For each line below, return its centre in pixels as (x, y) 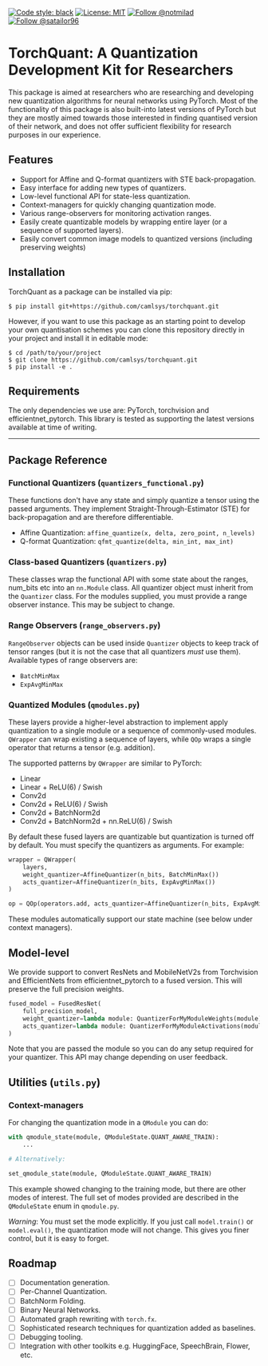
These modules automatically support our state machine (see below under (130, 919)
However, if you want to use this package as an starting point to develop (127, 321)
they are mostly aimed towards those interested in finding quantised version (133, 118)
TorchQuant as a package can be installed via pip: (91, 291)
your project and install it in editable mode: (79, 338)
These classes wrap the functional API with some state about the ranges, (128, 579)
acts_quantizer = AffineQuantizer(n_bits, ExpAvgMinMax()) (119, 882)
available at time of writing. (53, 427)
